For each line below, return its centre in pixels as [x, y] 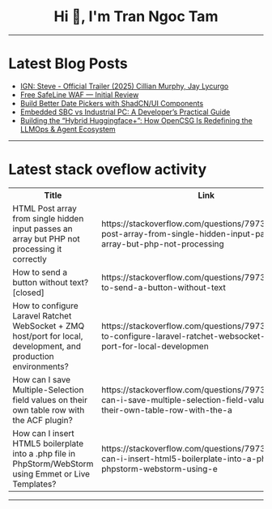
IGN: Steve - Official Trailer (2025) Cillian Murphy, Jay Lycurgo [124, 86]
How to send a [40, 272]
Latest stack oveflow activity [108, 170]
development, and [47, 346]
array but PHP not [47, 238]
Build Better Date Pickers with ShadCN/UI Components [112, 103]
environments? [40, 366]
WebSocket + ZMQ [49, 326]
